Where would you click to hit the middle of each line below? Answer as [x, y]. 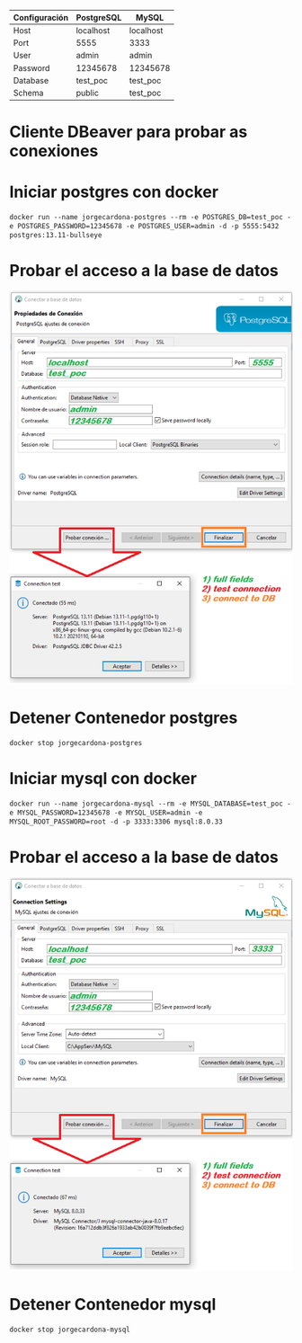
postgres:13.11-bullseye [56, 235]
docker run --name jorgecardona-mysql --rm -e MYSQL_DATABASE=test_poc [146, 804]
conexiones [54, 151]
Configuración [41, 17]
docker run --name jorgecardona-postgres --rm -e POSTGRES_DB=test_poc [146, 217]
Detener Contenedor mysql [113, 1305]
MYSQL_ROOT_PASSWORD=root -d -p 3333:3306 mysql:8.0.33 [116, 822]
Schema [28, 93]
